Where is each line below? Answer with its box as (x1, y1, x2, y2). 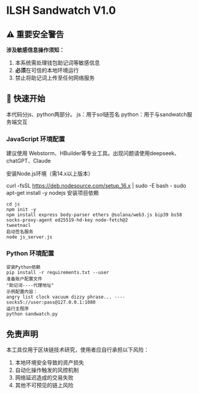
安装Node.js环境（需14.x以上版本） (6, 170, 94, 177)
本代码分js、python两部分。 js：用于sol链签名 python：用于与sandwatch (6, 110, 187, 118)
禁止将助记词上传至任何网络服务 (14, 74, 95, 81)
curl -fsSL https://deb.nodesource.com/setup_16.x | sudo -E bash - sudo (6, 182, 187, 189)
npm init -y (6, 206, 36, 213)
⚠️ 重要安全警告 (6, 29, 65, 39)
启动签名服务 (6, 229, 34, 235)
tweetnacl (6, 223, 31, 229)
